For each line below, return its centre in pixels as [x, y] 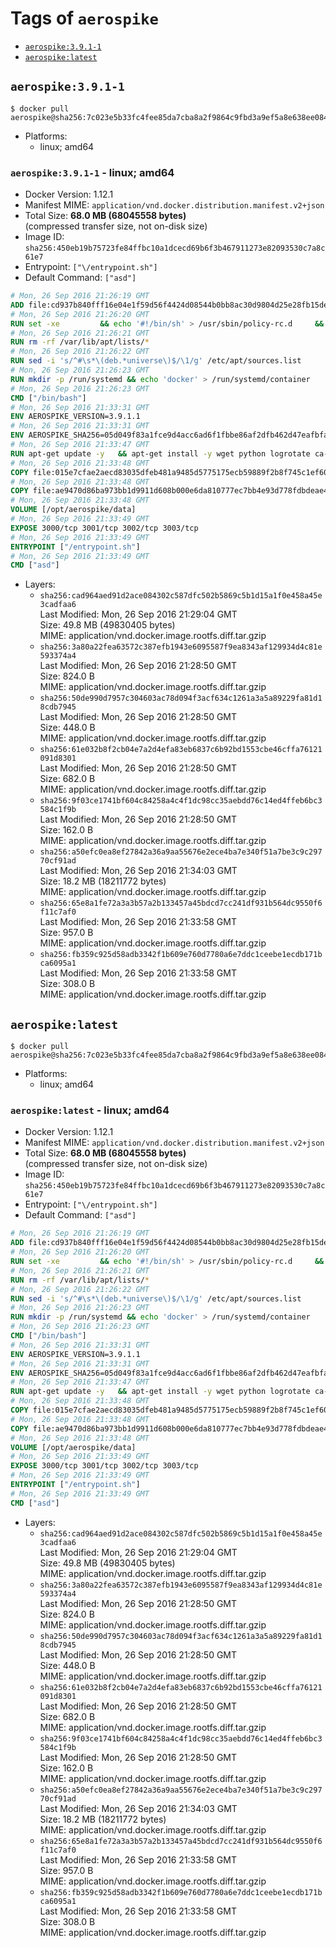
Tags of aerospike [84, 18]
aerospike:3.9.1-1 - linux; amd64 [92, 172]
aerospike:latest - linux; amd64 [90, 1110]
